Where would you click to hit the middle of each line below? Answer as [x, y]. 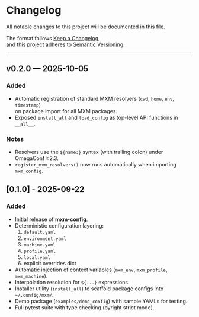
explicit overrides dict [50, 263]
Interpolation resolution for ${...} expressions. [72, 282]
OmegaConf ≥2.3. [37, 158]
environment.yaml [45, 238]
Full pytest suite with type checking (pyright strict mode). [84, 307]
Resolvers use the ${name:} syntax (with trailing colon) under [89, 152]
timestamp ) [28, 105]
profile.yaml [40, 251]
